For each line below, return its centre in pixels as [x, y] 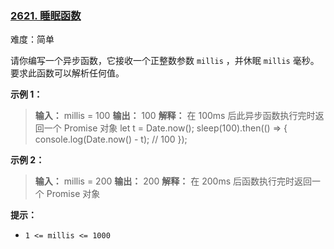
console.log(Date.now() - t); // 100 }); [111, 139]
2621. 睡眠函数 [46, 15]
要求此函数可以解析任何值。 [67, 73]
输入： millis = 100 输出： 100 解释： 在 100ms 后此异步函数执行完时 [175, 116]
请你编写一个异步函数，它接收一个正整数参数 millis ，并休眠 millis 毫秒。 [165, 61]
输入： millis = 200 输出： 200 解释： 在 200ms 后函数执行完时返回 [173, 181]
